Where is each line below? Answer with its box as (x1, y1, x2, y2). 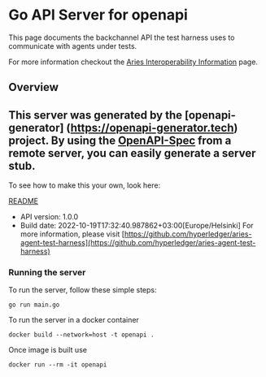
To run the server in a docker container (8, 315, 140, 325)
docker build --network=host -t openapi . (8, 331, 155, 339)
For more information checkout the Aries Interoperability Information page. (8, 57, 259, 67)
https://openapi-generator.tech (70, 120, 234, 135)
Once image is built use (8, 345, 88, 355)
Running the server (8, 266, 86, 278)
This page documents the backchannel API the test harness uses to (8, 32, 235, 42)
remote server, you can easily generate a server (8, 146, 256, 160)
